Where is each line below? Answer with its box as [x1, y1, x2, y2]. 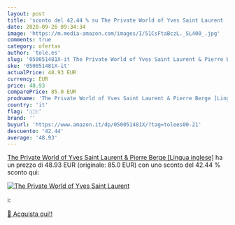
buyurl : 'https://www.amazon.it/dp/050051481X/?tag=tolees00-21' [7, 121, 201, 128]
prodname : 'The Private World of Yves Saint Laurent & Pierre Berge [7, 95, 211, 102]
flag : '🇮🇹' [7, 108, 42, 115]
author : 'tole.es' [7, 50, 61, 57]
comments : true [7, 36, 52, 43]
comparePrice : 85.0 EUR [7, 88, 77, 95]
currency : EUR [7, 75, 49, 83]
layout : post [7, 10, 45, 18]
